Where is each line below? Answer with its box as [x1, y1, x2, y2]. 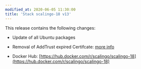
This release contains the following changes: [5, 25, 96, 31]
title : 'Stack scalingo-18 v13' [5, 12, 71, 17]
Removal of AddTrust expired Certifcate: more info [12, 44, 114, 50]
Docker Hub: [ [12, 53, 41, 59]
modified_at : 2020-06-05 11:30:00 [5, 7, 76, 12]
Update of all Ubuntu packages [12, 34, 76, 40]
